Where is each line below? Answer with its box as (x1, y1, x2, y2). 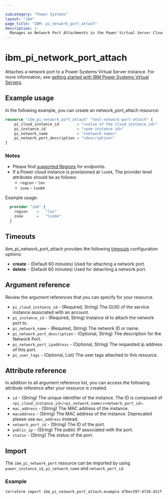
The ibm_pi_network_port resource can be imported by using (5, 460, 130, 466)
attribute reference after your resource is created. (5, 385, 107, 391)
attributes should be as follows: (12, 174, 77, 180)
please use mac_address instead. (12, 416, 79, 422)
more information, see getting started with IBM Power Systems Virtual (5, 74, 149, 80)
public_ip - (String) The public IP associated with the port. (12, 427, 133, 433)
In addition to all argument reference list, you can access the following (5, 380, 150, 386)
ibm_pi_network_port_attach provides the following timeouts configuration (5, 246, 158, 252)
